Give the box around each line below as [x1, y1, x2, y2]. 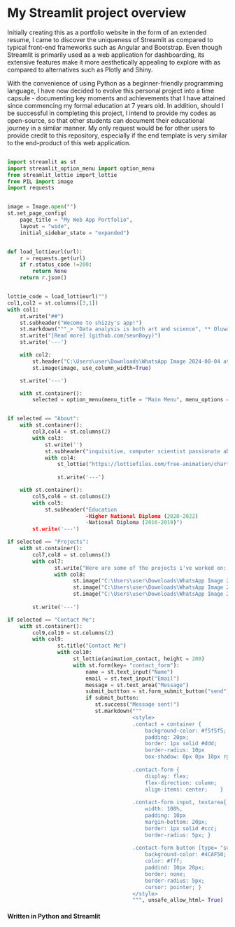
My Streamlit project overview [7, 5, 187, 21]
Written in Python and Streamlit [7, 912, 101, 920]
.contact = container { [132, 721, 201, 728]
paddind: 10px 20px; [144, 865, 205, 872]
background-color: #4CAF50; [144, 851, 227, 858]
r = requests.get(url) [20, 255, 86, 262]
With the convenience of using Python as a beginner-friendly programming [7, 79, 224, 87]
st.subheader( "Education [44, 506, 117, 513]
